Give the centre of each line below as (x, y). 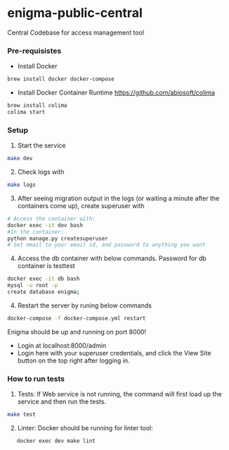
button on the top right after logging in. (73, 360)
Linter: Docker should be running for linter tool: (85, 427)
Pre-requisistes (34, 51)
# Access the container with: (52, 219)
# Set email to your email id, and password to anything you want (106, 245)
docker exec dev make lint (56, 441)
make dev (20, 159)
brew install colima (38, 106)
